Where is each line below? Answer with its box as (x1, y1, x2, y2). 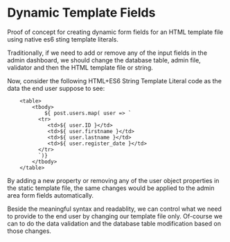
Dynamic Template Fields (7, 5, 156, 21)
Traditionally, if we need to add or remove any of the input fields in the (7, 49, 208, 57)
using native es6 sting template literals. (7, 35, 119, 43)
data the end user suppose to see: (7, 84, 105, 92)
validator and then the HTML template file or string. (7, 63, 154, 71)
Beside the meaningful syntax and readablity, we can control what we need (7, 205, 222, 213)
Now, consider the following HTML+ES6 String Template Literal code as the (7, 76, 222, 85)
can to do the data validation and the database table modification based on (7, 219, 222, 227)
